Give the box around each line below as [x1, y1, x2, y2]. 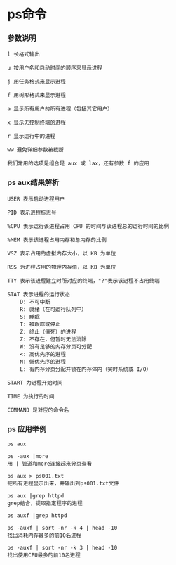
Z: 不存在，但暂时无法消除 [20, 336, 87, 343]
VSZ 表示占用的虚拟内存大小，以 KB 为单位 [7, 250, 116, 257]
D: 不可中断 [20, 298, 50, 305]
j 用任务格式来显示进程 [7, 78, 67, 85]
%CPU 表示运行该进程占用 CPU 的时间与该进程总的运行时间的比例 [7, 222, 170, 229]
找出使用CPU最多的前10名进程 [7, 552, 81, 559]
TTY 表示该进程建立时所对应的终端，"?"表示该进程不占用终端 [7, 277, 160, 284]
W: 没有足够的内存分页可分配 [20, 343, 93, 350]
